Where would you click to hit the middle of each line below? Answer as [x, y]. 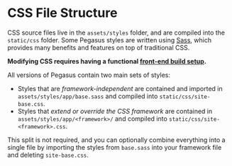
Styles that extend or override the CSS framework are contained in [115, 111]
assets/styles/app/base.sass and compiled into [88, 96]
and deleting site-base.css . [48, 155]
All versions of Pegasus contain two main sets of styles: [89, 75]
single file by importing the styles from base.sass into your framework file [115, 147]
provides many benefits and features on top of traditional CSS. [99, 47]
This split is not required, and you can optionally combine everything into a [116, 140]
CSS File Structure [62, 13]
